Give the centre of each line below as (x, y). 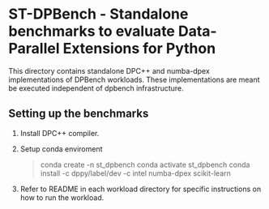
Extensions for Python (139, 49)
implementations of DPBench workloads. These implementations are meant (134, 79)
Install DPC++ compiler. (60, 133)
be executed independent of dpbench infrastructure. (96, 88)
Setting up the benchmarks (79, 114)
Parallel (34, 49)
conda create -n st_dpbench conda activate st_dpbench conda (145, 164)
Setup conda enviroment (61, 149)
